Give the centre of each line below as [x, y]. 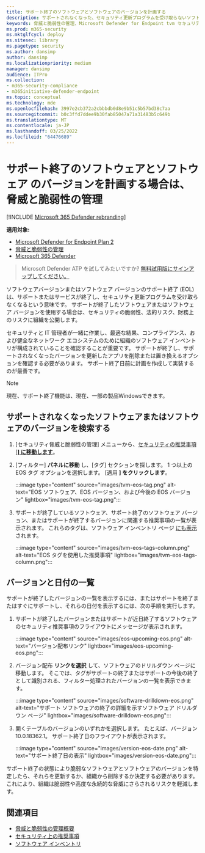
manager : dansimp [28, 69]
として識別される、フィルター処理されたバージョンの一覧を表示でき [100, 681]
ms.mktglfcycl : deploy [35, 35]
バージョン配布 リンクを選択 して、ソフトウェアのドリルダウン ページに [105, 665]
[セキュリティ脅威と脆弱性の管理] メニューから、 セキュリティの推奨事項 [106, 444]
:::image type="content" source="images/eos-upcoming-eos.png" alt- [104, 639]
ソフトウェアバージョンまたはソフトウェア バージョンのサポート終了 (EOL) [100, 289]
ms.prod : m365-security [37, 29]
